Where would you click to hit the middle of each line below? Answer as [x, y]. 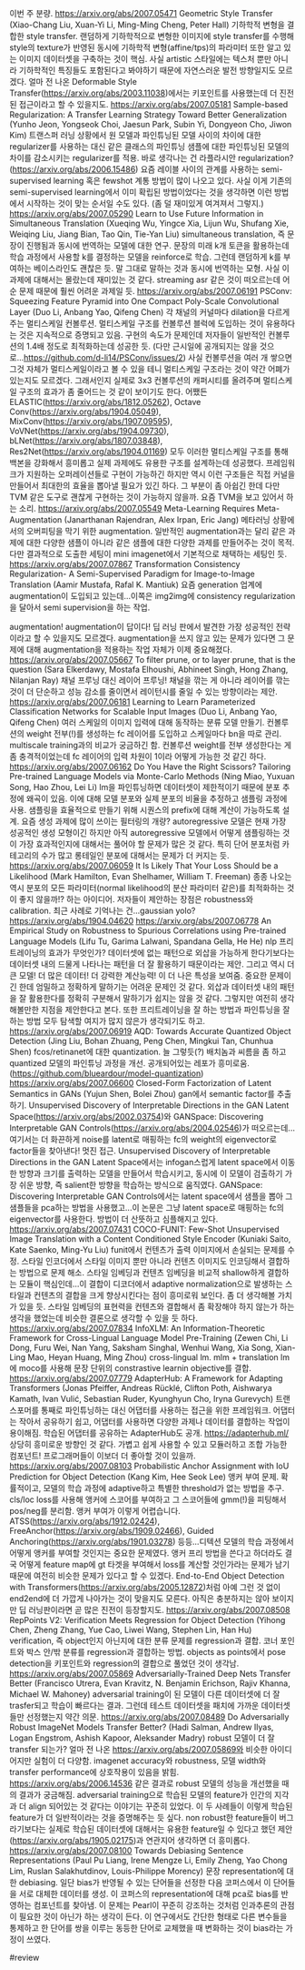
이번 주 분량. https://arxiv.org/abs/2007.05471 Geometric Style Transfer [142, 13]
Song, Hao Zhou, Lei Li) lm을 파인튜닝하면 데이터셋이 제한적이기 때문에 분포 [145, 787]
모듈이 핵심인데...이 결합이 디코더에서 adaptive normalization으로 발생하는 [151, 1284]
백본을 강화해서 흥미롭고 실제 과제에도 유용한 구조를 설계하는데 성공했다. [137, 463]
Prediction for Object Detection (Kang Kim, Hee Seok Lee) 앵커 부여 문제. [144, 1477]
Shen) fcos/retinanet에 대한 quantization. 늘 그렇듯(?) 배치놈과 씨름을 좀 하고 [148, 1051]
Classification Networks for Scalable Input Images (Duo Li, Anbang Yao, [143, 711]
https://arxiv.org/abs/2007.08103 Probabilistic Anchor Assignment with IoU [149, 1466]
